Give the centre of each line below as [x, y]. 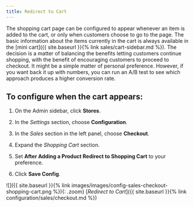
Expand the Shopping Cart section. [57, 145]
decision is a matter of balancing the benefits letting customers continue [94, 53]
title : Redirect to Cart [36, 11]
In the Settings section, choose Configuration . [71, 122]
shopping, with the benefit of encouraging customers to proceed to [88, 59]
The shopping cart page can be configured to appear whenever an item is [96, 28]
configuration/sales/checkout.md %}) [51, 198]
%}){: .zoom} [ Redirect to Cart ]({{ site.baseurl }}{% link [120, 192]
